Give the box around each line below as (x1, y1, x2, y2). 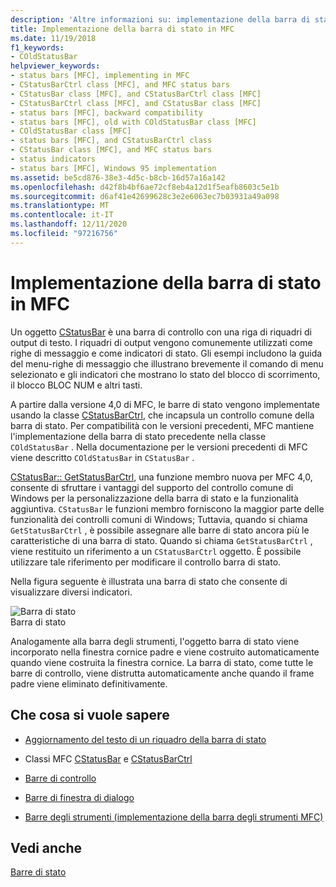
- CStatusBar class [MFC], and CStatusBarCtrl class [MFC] (10, 89, 262, 99)
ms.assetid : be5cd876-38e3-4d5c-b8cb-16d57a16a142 (10, 172, 226, 183)
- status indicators (10, 154, 97, 164)
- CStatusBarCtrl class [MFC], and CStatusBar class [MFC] (10, 98, 262, 108)
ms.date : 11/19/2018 (10, 33, 97, 43)
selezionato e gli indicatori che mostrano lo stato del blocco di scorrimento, (10, 368, 321, 380)
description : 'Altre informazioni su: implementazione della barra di (10, 14, 311, 25)
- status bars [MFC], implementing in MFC (10, 71, 190, 81)
